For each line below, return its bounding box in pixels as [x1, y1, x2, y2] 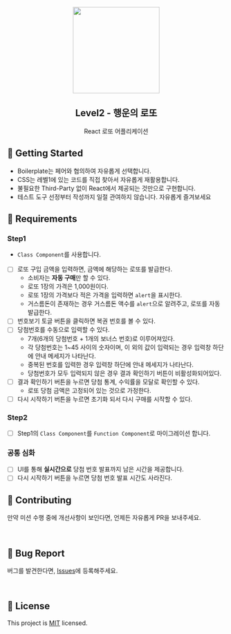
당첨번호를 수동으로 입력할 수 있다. [17, 326, 110, 334]
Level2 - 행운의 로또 [75, 107, 158, 119]
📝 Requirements [7, 213, 77, 225]
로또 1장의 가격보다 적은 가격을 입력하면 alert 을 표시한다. [27, 291, 183, 299]
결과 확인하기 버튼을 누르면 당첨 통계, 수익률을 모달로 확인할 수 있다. [17, 377, 200, 386]
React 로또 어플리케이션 [84, 127, 149, 135]
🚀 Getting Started [7, 147, 84, 159]
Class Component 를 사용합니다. [17, 250, 102, 259]
